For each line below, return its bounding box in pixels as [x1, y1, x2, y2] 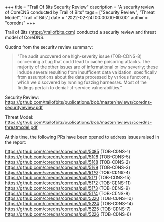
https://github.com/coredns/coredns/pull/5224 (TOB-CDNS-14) [5, 201, 133, 206]
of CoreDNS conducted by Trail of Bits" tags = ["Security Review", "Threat [5, 9, 155, 15]
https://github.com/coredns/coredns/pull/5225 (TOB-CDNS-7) [5, 206, 131, 212]
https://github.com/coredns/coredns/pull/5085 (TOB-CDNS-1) [5, 149, 131, 154]
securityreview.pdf [5, 105, 43, 110]
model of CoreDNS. [5, 34, 45, 40]
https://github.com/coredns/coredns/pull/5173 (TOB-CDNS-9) [5, 185, 130, 191]
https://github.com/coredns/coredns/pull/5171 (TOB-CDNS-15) [5, 175, 131, 180]
